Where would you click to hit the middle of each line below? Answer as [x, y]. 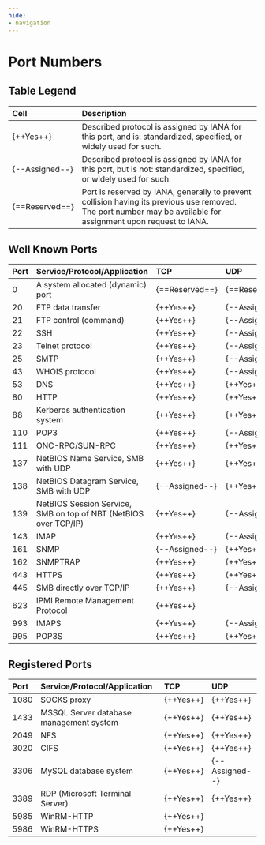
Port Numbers [55, 62]
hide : [17, 15]
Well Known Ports [53, 249]
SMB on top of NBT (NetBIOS [90, 514]
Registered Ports [50, 664]
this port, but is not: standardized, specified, [163, 169]
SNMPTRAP [58, 562]
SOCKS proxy [66, 700]
